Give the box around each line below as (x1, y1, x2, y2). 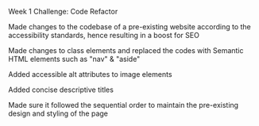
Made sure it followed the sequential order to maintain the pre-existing (8, 101, 239, 109)
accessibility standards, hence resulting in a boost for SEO (8, 31, 200, 40)
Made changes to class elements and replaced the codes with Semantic (8, 46, 244, 55)
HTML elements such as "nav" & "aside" (8, 55, 141, 63)
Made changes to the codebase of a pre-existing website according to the (8, 22, 252, 31)
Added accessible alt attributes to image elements (8, 70, 172, 78)
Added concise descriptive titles (8, 85, 114, 94)
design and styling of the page (8, 109, 109, 118)
